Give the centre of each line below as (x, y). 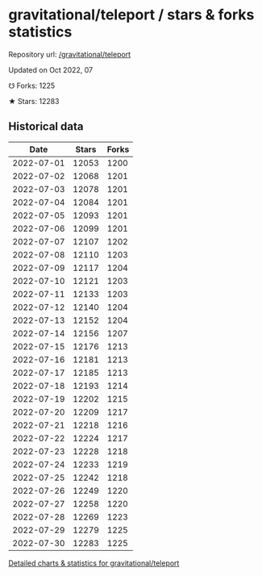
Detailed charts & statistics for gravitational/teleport (94, 563)
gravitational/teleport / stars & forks (131, 15)
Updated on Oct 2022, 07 (51, 69)
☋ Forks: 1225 (32, 86)
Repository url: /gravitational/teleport (70, 54)
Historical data (46, 127)
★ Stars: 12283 (34, 101)
